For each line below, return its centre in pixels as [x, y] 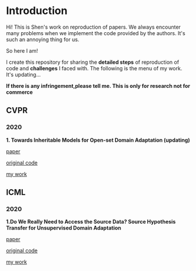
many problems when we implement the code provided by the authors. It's [96, 33]
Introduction [37, 11]
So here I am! [22, 50]
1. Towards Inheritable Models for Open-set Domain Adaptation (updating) [98, 140]
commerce [20, 92]
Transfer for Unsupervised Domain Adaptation [64, 228]
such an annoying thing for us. [43, 39]
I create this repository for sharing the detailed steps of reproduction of [93, 62]
